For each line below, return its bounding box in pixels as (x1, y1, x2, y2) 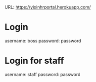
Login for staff (4, 55, 64, 66)
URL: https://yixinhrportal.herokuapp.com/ (4, 4, 91, 10)
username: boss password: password (4, 38, 81, 43)
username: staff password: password (4, 71, 81, 77)
